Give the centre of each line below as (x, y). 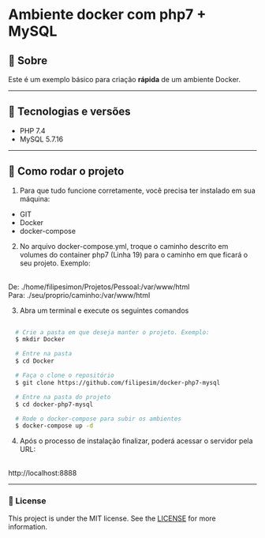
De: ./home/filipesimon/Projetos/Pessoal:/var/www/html (99, 287)
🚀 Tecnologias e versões (70, 112)
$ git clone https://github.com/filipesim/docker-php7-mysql (118, 382)
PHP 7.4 (32, 130)
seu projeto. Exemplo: (55, 263)
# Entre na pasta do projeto (63, 397)
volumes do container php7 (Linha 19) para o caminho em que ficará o (134, 254)
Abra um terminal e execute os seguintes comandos (104, 310)
